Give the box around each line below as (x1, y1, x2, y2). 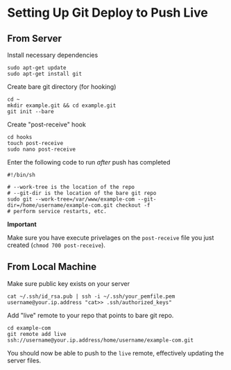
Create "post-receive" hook (7, 120, 87, 128)
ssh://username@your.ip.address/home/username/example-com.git (7, 337, 194, 344)
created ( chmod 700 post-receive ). (7, 241, 106, 249)
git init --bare (7, 108, 54, 115)
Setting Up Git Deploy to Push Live (7, 5, 208, 21)
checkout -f (115, 202, 151, 209)
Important (7, 220, 37, 228)
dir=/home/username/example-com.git (7, 202, 113, 209)
